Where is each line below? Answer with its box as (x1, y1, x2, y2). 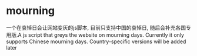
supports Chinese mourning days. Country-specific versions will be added (6, 38, 186, 45)
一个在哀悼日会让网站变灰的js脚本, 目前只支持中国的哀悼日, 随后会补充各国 (6, 24, 186, 31)
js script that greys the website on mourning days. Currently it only (22, 31, 184, 38)
